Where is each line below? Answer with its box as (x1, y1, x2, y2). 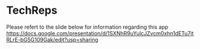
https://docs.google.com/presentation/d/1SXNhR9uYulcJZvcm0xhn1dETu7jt (6, 29, 194, 36)
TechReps (6, 4, 58, 17)
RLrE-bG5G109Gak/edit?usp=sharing (6, 36, 98, 43)
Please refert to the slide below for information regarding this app (6, 23, 169, 30)
